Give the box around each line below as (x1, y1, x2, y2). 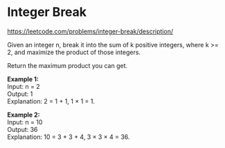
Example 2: (7, 110, 40, 119)
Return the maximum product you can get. (7, 61, 128, 69)
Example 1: (7, 74, 39, 83)
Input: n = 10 (7, 117, 43, 126)
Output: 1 (7, 90, 33, 98)
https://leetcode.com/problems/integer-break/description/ (7, 27, 174, 35)
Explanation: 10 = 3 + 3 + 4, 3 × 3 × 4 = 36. (7, 133, 130, 141)
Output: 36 (7, 125, 38, 133)
